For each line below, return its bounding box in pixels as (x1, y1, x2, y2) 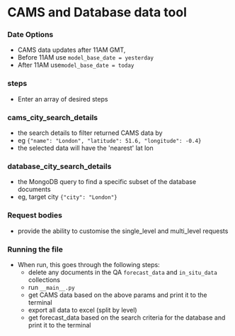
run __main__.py (28, 283, 76, 291)
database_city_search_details (7, 161, 112, 171)
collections (28, 275, 60, 284)
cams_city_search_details (7, 112, 98, 122)
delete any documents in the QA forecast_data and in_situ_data (28, 268, 217, 276)
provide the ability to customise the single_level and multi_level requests (17, 227, 229, 235)
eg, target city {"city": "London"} (17, 193, 118, 201)
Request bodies (7, 210, 62, 220)
